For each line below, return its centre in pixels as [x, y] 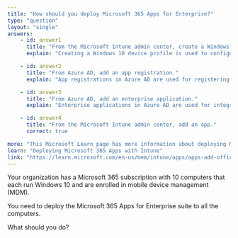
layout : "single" [33, 27]
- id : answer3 [41, 92]
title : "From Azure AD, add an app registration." [102, 73]
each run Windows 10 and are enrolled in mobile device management [108, 185]
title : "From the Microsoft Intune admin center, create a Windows [128, 47]
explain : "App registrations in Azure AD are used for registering [128, 79]
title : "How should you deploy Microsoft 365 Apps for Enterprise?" [110, 14]
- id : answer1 [41, 40]
